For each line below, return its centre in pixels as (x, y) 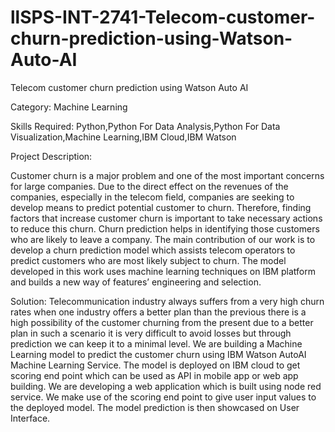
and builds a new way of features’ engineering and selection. (136, 282)
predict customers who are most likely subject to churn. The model (148, 260)
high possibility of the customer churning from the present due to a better (162, 322)
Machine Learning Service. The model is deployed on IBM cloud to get (155, 365)
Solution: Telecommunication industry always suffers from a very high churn (167, 301)
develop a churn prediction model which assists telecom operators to (153, 250)
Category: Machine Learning (69, 107)
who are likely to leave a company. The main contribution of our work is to (163, 239)
